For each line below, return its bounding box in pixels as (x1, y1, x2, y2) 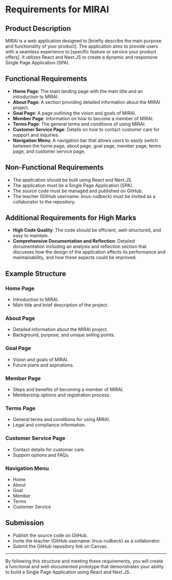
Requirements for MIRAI (5, 4, 109, 15)
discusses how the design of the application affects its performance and (12, 249, 166, 255)
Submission (5, 518, 45, 528)
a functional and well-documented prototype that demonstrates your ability (5, 563, 164, 569)
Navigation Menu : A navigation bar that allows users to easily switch (12, 137, 158, 143)
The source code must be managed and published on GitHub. (12, 188, 143, 194)
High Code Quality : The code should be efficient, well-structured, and (12, 227, 161, 233)
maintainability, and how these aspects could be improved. (12, 255, 137, 261)
